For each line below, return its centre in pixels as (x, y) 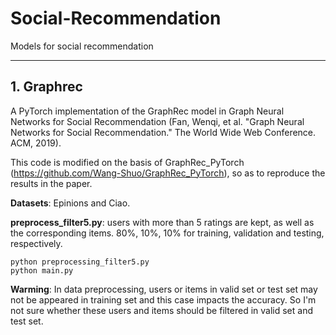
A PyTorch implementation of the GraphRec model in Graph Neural (147, 111)
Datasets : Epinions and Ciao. (70, 203)
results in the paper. (51, 183)
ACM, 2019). (36, 143)
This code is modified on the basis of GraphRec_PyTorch (127, 162)
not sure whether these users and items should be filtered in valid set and (162, 310)
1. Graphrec (46, 87)
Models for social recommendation (82, 46)
